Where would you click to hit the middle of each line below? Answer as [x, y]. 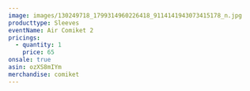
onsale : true [30, 60]
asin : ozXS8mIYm [35, 67]
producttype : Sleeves [44, 23]
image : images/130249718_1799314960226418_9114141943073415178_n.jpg [125, 15]
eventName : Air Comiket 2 [51, 30]
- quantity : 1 [38, 45]
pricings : [25, 38]
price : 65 [39, 52]
